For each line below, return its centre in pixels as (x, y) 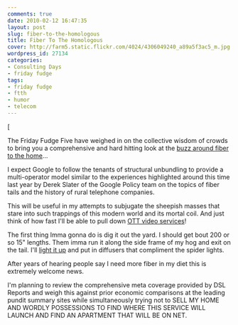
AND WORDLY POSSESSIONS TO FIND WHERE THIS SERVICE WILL (107, 307)
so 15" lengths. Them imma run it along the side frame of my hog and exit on (119, 242)
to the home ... (28, 155)
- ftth (17, 93)
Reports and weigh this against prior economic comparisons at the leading (116, 292)
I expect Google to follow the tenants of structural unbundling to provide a (115, 169)
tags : (15, 80)
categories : (25, 60)
